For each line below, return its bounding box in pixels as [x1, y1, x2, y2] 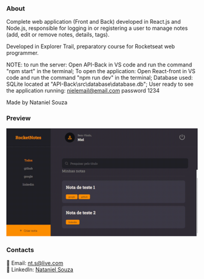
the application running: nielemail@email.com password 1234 [6, 87, 160, 94]
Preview [6, 114, 31, 122]
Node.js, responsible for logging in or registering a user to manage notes [6, 24, 188, 32]
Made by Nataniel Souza [6, 99, 68, 106]
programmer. [6, 49, 39, 57]
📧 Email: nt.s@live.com [6, 260, 64, 267]
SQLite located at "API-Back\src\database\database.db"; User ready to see [6, 80, 194, 88]
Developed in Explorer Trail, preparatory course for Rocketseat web [6, 43, 175, 50]
